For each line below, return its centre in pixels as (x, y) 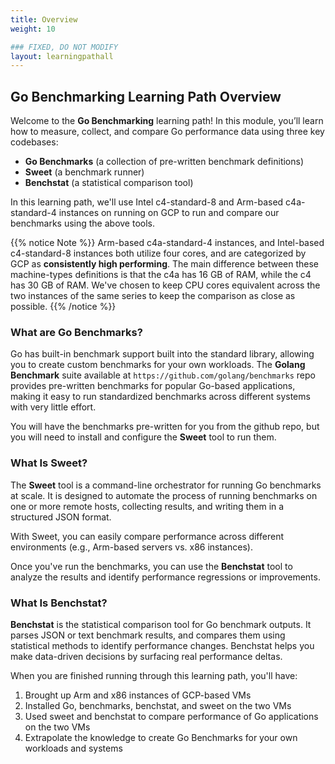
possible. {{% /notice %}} (63, 307)
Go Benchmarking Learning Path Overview (146, 96)
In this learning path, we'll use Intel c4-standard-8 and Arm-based (147, 202)
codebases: (34, 142)
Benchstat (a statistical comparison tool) (109, 183)
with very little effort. (53, 407)
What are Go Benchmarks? (76, 332)
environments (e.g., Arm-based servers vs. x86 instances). (131, 547)
